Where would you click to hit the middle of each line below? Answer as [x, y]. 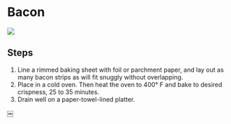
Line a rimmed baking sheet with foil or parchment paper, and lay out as [121, 70]
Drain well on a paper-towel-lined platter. [76, 99]
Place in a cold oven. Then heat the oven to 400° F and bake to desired [120, 84]
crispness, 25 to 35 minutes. [58, 92]
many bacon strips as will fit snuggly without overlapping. [100, 77]
